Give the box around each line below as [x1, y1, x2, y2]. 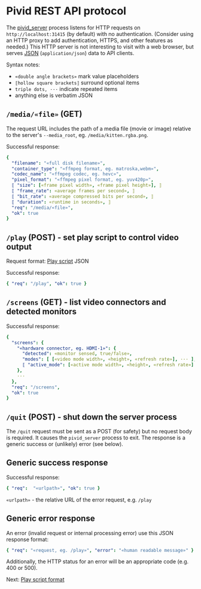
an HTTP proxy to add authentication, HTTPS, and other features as [6, 37, 173, 44]
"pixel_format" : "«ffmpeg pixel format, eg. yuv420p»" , [11, 177, 154, 183]
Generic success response [6, 458, 108, 468]
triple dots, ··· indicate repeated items [14, 85, 118, 92]
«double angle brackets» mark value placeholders [14, 72, 139, 80]
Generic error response [6, 514, 95, 524]
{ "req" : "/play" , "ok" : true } [6, 281, 87, 287]
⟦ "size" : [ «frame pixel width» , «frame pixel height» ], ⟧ [11, 183, 162, 189]
